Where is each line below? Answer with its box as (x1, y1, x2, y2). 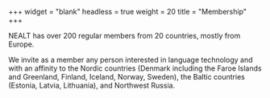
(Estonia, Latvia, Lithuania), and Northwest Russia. (8, 80, 176, 90)
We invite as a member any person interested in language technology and (8, 55, 253, 64)
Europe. (8, 39, 35, 49)
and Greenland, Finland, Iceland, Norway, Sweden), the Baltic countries (8, 72, 246, 81)
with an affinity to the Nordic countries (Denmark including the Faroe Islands (8, 63, 262, 73)
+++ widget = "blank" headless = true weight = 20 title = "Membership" (8, 7, 247, 16)
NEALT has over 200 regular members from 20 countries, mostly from (8, 31, 241, 40)
